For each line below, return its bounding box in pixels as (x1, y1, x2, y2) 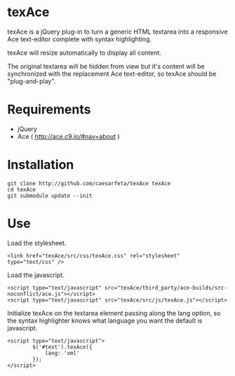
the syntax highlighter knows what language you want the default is (7, 316, 203, 325)
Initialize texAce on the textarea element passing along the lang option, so (7, 309, 221, 317)
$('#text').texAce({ (32, 343, 93, 351)
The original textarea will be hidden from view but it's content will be (7, 62, 205, 70)
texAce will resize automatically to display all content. (7, 48, 161, 57)
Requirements (7, 102, 91, 118)
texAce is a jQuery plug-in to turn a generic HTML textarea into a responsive (7, 27, 228, 36)
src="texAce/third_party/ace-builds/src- (104, 284, 228, 291)
